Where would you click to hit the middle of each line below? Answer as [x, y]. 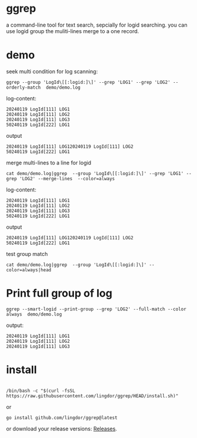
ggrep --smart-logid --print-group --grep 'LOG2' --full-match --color [96, 309]
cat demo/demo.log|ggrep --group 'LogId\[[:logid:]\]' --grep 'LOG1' [95, 173]
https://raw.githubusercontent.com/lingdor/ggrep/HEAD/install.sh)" [92, 396]
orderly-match [24, 87]
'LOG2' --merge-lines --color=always [67, 179]
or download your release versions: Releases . [62, 429]
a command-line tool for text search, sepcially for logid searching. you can [97, 25]
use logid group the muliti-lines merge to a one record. [72, 31]
